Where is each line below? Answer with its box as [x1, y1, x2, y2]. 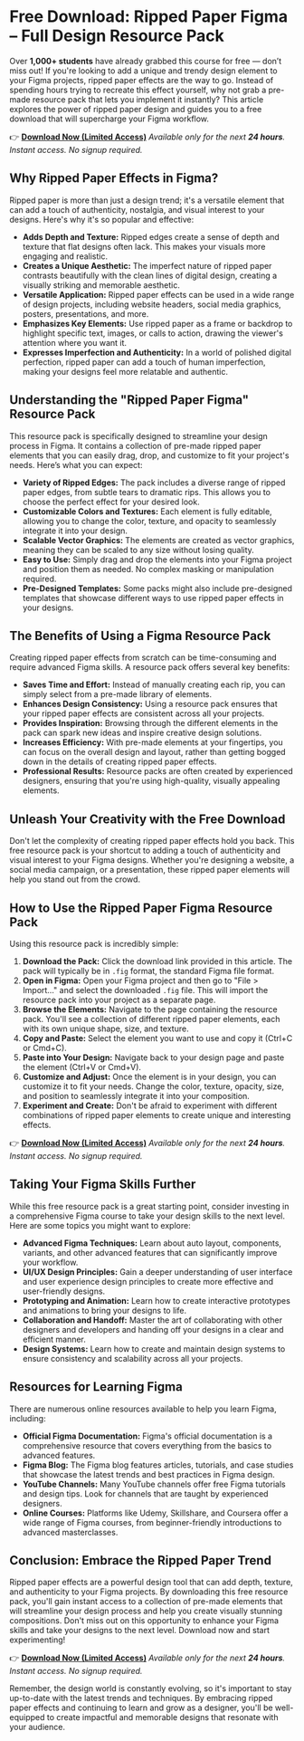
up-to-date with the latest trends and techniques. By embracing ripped [9, 1693, 273, 1704]
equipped [9, 1712, 45, 1723]
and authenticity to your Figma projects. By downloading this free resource [9, 1586, 289, 1597]
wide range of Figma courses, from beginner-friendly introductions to [22, 1516, 282, 1527]
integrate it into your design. [22, 525, 128, 536]
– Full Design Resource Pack [9, 25, 224, 46]
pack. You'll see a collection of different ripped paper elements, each [22, 1014, 280, 1024]
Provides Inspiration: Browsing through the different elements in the [22, 718, 279, 729]
